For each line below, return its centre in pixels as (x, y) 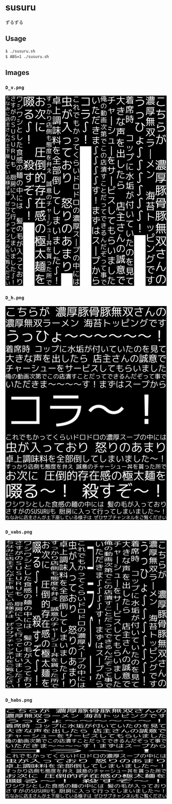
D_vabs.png (19, 532)
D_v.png (15, 87)
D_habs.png (19, 700)
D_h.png (15, 298)
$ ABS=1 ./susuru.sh (27, 56)
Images (17, 73)
